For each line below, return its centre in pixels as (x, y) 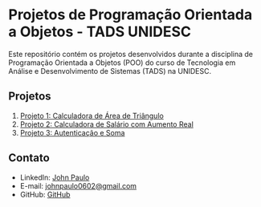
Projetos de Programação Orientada (130, 15)
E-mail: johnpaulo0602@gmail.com (78, 185)
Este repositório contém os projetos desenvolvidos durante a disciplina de (131, 54)
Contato (29, 158)
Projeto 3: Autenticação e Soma (72, 132)
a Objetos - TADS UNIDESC (100, 32)
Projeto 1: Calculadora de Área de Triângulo (92, 116)
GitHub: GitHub (45, 194)
